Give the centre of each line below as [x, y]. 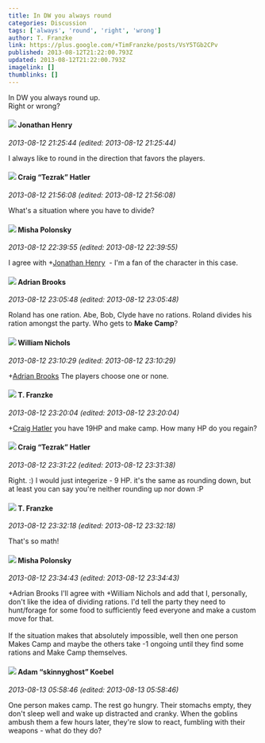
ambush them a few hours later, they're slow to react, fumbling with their [127, 722]
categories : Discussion [48, 23]
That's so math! [34, 541]
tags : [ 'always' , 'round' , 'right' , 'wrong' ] [85, 30]
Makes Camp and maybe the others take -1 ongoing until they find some [126, 644]
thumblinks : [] [33, 75]
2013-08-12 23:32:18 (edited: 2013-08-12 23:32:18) [92, 526]
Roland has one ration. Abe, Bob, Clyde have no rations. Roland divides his [130, 315]
